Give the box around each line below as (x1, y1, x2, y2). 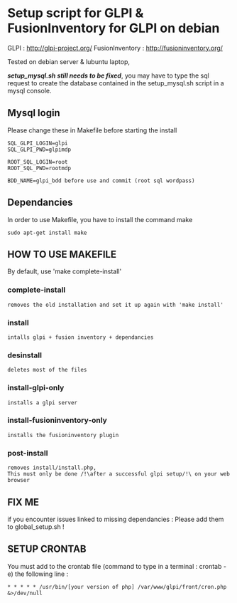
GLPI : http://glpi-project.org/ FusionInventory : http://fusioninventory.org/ (7, 43, 224, 52)
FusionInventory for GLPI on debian (7, 20, 220, 36)
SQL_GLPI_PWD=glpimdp (7, 146, 72, 153)
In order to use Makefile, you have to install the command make (7, 215, 193, 224)
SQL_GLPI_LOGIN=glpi (7, 140, 69, 147)
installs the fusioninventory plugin (7, 431, 119, 439)
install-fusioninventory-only (7, 415, 108, 425)
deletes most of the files (7, 367, 87, 374)
